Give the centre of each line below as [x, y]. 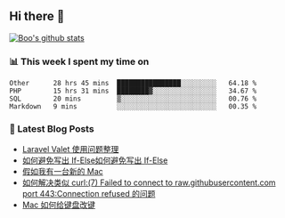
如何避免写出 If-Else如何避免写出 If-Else [95, 160]
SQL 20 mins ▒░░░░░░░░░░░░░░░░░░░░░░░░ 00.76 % [133, 99]
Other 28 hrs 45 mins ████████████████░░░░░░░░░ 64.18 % [133, 84]
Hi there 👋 [37, 16]
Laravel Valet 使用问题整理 [70, 149]
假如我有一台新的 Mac [63, 172]
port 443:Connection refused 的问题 [89, 194]
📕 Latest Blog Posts [52, 129]
